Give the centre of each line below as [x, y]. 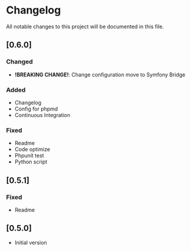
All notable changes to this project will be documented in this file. [85, 26]
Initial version [31, 242]
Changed [20, 62]
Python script [31, 162]
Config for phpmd [36, 109]
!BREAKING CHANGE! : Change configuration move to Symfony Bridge [100, 75]
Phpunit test [29, 156]
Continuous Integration [42, 115]
